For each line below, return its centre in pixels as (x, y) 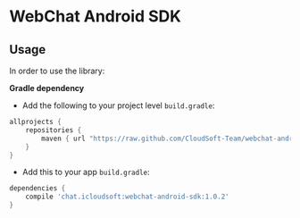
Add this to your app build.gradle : (86, 172)
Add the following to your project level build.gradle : (118, 105)
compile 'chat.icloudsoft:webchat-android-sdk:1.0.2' (127, 197)
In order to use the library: (57, 71)
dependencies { (37, 189)
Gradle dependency (47, 88)
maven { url (64, 138)
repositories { (54, 130)
